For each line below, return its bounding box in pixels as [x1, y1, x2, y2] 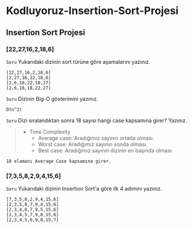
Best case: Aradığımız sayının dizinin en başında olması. [38, 147, 173, 154]
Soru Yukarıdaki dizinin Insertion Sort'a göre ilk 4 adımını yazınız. [6, 185, 163, 192]
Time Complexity [29, 128, 70, 135]
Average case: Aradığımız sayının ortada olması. [38, 134, 154, 141]
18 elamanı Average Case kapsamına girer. [6, 158, 112, 164]
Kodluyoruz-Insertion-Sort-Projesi [6, 4, 179, 18]
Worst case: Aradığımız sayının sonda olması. [38, 141, 148, 148]
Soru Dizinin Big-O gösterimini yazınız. [6, 95, 99, 102]
